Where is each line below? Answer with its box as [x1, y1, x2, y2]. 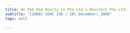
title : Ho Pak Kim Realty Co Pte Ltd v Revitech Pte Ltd [5, 7, 126, 12]
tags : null [5, 16, 28, 21]
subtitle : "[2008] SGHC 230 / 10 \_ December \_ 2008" [5, 12, 112, 16]
